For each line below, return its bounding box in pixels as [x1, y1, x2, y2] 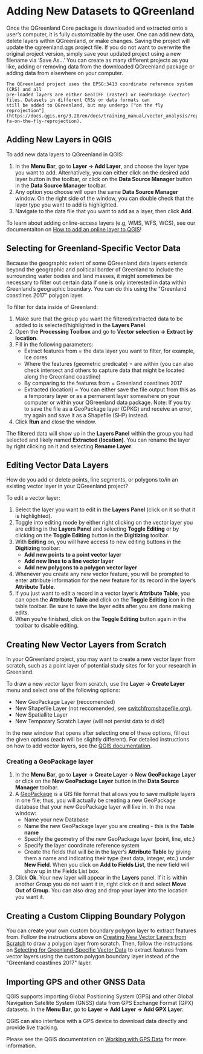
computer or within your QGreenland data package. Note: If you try [24, 399, 192, 406]
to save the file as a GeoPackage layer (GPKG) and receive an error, [24, 405, 193, 413]
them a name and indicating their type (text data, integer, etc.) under [24, 855, 195, 862]
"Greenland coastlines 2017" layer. [6, 959, 92, 967]
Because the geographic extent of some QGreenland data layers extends [6, 259, 188, 267]
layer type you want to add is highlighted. [14, 201, 118, 208]
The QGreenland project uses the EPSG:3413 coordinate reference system [6, 81, 193, 87]
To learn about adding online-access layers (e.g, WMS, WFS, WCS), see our [6, 219, 196, 227]
